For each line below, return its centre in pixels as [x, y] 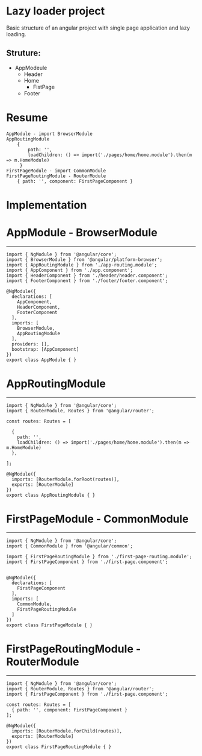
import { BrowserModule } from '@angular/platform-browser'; [84, 260]
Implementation [47, 205]
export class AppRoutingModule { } [51, 495]
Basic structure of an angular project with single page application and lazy [98, 28]
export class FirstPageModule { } [50, 625]
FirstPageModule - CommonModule [98, 519]
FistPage [44, 87]
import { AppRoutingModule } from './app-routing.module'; [82, 265]
